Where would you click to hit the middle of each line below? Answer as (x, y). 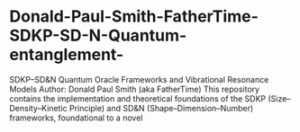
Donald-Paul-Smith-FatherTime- (134, 17)
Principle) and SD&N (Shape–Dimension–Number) (161, 108)
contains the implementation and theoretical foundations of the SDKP (138, 98)
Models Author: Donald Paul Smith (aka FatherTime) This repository (134, 89)
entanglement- (67, 55)
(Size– (279, 98)
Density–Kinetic (38, 108)
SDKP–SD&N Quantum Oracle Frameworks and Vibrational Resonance (139, 79)
